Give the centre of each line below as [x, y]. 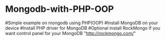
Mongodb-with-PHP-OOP [59, 9]
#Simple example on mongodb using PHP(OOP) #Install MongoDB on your [82, 23]
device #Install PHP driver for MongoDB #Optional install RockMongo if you [83, 28]
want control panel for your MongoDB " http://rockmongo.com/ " [70, 33]
